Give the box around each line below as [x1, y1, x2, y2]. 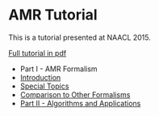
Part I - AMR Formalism [19, 63, 98, 74]
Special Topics [19, 81, 69, 91]
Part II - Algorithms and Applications [19, 98, 141, 108]
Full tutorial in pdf [8, 48, 67, 58]
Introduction [19, 72, 61, 82]
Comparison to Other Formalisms [19, 89, 131, 99]
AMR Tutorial [8, 6, 98, 24]
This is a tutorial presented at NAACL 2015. [8, 32, 152, 42]
